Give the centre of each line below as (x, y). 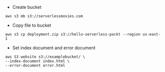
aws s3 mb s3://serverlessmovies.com (44, 16)
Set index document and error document (54, 48)
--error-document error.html (35, 66)
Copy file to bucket (32, 25)
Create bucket (27, 7)
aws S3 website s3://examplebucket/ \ (45, 57)
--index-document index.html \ (37, 61)
